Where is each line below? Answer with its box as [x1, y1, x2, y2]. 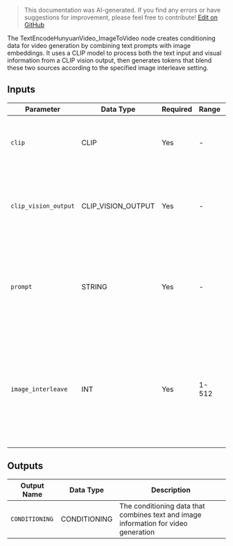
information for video [119, 518, 188, 528]
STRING [81, 281, 107, 291]
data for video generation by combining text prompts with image [7, 42, 191, 49]
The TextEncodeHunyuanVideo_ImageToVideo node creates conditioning [7, 34, 216, 42]
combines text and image [119, 510, 202, 520]
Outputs [7, 460, 44, 472]
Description [151, 485, 191, 495]
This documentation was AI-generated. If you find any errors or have [24, 6, 221, 14]
